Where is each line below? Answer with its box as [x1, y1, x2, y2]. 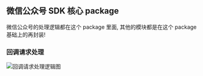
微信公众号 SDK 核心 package [6, 6, 119, 17]
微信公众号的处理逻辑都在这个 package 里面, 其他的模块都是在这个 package [6, 23, 197, 31]
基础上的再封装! [6, 31, 46, 38]
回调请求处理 [6, 48, 45, 56]
